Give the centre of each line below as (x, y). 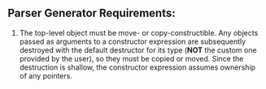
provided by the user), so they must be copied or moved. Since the (131, 58)
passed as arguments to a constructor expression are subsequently (133, 41)
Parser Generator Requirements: (92, 13)
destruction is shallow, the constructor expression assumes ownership (137, 67)
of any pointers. (46, 75)
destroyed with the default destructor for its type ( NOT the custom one (138, 50)
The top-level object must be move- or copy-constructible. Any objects (139, 32)
